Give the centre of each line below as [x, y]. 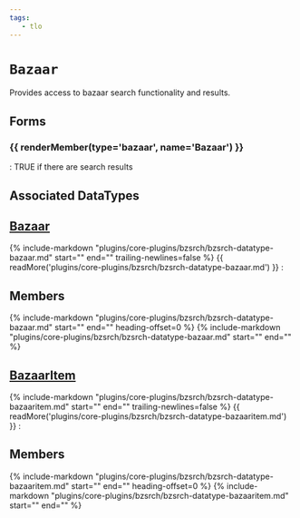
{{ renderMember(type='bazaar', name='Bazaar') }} [127, 147]
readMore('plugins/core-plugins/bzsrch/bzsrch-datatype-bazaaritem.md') [148, 416]
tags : [19, 18]
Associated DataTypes [75, 195]
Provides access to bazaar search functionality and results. [120, 93]
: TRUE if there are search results [71, 167]
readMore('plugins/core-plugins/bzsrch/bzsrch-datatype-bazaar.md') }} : [146, 268]
